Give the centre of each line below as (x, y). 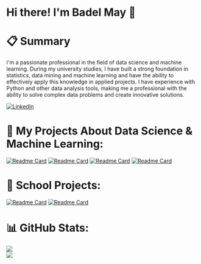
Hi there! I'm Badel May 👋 (71, 12)
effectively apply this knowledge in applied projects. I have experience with (100, 82)
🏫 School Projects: (54, 186)
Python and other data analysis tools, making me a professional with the (97, 88)
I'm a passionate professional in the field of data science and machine (94, 63)
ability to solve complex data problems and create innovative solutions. (95, 95)
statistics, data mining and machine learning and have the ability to (90, 75)
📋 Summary (38, 41)
